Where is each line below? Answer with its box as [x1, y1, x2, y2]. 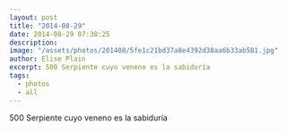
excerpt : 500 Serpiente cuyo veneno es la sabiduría [9, 63, 211, 72]
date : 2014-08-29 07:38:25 [9, 29, 110, 38]
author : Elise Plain [9, 54, 87, 63]
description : [9, 37, 58, 47]
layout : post [9, 12, 58, 22]
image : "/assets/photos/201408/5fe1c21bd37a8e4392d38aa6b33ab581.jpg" [9, 46, 279, 55]
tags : [9, 71, 30, 80]
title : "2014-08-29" [9, 21, 87, 30]
